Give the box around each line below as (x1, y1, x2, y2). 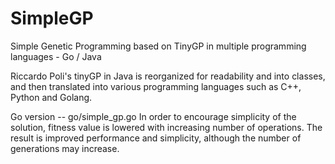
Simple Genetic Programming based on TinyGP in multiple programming (10, 40, 307, 52)
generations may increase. (10, 142, 120, 154)
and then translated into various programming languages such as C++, (10, 80, 302, 92)
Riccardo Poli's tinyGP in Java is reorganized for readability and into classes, (10, 70, 326, 82)
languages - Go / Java (10, 50, 102, 62)
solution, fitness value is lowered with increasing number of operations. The (10, 121, 323, 133)
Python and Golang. (10, 91, 93, 103)
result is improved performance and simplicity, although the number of (10, 132, 302, 144)
